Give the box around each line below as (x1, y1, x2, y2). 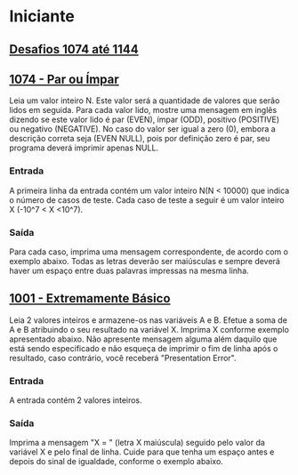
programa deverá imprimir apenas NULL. (9, 142, 158, 153)
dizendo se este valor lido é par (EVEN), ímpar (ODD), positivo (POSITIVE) (9, 114, 280, 125)
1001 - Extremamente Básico (9, 291, 171, 306)
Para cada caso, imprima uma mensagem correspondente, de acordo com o (9, 246, 289, 257)
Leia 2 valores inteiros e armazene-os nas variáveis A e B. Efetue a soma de (9, 314, 287, 326)
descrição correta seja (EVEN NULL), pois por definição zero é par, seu (9, 133, 270, 144)
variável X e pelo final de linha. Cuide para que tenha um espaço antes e (9, 447, 275, 457)
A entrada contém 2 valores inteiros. (9, 395, 142, 406)
